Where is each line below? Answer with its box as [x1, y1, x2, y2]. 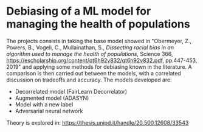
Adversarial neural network [15, 107, 83, 114]
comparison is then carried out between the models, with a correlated [6, 69, 181, 77]
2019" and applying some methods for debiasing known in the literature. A [6, 63, 193, 71]
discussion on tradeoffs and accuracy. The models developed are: [6, 76, 172, 83]
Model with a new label [15, 100, 74, 108]
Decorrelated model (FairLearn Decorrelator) [15, 88, 128, 95]
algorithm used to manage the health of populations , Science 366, [6, 50, 173, 57]
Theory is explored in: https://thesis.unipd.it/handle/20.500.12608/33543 [6, 119, 189, 126]
